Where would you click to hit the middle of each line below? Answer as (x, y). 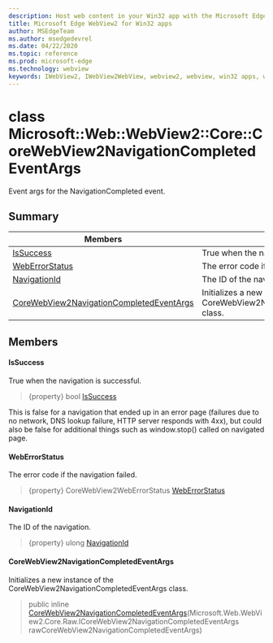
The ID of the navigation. (50, 527)
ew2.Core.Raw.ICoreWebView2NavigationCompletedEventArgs (134, 621)
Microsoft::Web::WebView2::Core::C (136, 134)
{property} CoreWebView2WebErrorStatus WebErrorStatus (127, 491)
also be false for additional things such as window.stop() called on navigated (136, 429)
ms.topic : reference (43, 54)
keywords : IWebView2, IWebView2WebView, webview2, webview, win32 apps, (134, 76)
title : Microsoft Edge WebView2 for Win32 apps (91, 24)
